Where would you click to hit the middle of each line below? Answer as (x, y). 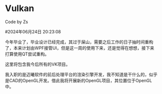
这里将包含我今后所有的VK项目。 (38, 64)
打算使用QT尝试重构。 (27, 54)
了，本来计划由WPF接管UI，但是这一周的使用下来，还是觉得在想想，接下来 (80, 48)
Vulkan (20, 8)
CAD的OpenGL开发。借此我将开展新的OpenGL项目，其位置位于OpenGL (81, 81)
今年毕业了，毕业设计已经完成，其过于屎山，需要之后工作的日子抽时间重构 (79, 42)
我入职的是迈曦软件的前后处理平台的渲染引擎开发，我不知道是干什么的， (77, 74)
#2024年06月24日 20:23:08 (33, 31)
